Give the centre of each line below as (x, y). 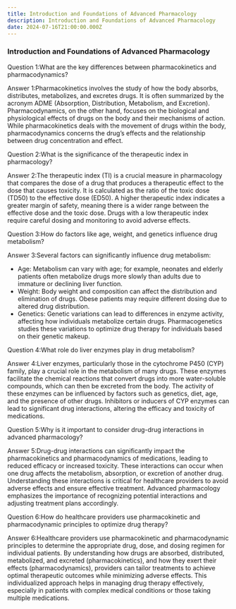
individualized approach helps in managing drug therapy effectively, (106, 583)
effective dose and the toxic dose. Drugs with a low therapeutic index (108, 213)
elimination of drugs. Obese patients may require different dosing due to (122, 299)
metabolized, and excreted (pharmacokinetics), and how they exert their (112, 560)
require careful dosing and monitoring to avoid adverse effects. (99, 220)
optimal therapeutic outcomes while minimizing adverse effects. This (107, 575)
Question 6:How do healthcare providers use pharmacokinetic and (104, 517)
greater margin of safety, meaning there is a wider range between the (108, 205)
